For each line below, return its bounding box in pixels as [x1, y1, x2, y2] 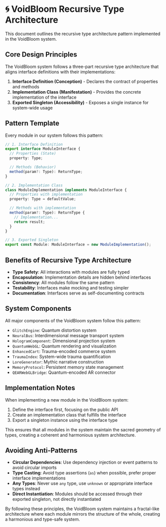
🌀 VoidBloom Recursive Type [5, 3, 124, 15]
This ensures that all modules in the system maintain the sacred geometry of [5, 426, 161, 432]
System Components [5, 304, 72, 313]
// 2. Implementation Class [5, 182, 63, 188]
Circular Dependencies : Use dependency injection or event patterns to [12, 460, 158, 466]
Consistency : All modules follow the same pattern [12, 280, 115, 286]
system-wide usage [12, 105, 53, 111]
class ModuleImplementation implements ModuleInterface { [5, 187, 127, 192]
